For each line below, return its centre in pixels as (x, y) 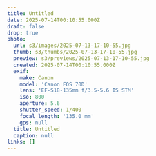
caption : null (33, 135)
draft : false (26, 26)
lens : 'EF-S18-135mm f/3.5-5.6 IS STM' (77, 90)
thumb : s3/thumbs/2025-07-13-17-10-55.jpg (75, 52)
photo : (17, 39)
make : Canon (37, 78)
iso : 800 (32, 97)
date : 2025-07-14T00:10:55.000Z (53, 20)
